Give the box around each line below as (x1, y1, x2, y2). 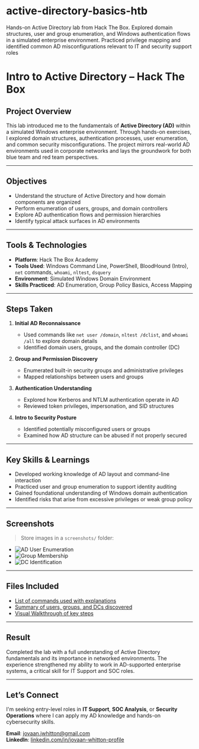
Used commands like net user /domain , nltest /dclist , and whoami (23, 331, 188, 338)
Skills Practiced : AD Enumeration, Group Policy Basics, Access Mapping (14, 281, 192, 288)
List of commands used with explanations (14, 597, 117, 604)
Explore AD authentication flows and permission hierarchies (14, 211, 161, 218)
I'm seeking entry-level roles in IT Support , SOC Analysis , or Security (6, 706, 178, 713)
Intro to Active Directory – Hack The (6, 70, 185, 84)
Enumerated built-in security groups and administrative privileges (23, 367, 184, 374)
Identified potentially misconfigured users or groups (23, 426, 151, 433)
